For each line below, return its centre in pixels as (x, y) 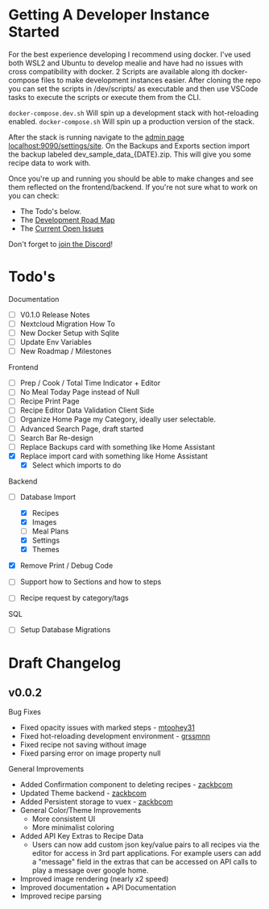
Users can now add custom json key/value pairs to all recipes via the (146, 844)
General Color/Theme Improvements (81, 811)
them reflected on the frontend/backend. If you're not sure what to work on (133, 186)
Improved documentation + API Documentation (98, 888)
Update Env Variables (56, 342)
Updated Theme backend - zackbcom (83, 794)
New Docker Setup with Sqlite (69, 333)
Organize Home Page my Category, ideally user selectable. (118, 419)
